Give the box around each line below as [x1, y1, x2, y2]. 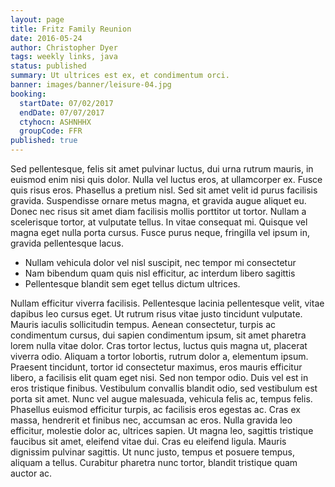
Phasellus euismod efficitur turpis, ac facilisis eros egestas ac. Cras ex [10, 404, 301, 415]
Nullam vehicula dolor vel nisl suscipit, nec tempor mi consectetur [24, 257, 297, 268]
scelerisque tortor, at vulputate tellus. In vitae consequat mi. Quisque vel [10, 216, 308, 228]
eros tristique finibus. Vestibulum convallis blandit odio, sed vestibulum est [10, 382, 318, 394]
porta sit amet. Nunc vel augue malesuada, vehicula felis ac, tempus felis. [10, 393, 313, 405]
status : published [10, 61, 87, 71]
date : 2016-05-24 [10, 33, 83, 43]
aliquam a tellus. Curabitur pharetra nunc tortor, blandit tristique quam [10, 457, 298, 468]
